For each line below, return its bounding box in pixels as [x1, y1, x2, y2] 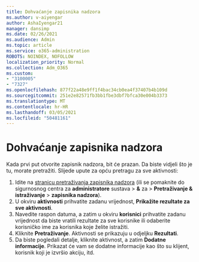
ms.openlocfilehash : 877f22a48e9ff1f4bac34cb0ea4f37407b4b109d [6, 87, 168, 93]
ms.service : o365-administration [6, 48, 90, 54]
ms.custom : [6, 70, 34, 76]
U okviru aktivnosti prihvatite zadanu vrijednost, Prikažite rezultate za [14, 198, 190, 205]
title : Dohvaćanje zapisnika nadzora [6, 8, 101, 15]
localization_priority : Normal [6, 59, 85, 65]
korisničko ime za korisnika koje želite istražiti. [14, 224, 129, 231]
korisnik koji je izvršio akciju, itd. [14, 249, 95, 256]
